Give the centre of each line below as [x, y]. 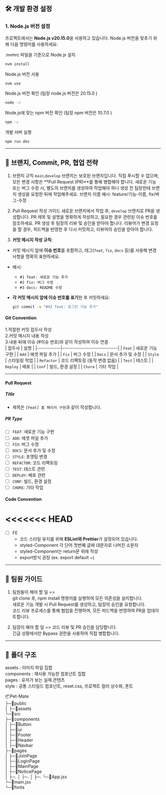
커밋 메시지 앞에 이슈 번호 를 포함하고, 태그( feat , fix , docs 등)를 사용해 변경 [84, 250]
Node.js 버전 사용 [22, 74]
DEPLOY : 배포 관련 [29, 475]
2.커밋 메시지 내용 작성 [27, 336]
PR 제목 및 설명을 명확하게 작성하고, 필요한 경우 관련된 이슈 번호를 [94, 217]
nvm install [17, 64]
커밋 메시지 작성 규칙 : [32, 240]
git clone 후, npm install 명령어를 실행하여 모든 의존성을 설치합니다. [78, 598]
